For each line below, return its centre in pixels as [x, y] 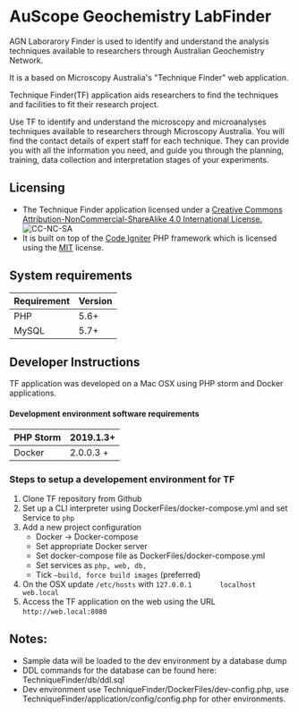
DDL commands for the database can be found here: [119, 670]
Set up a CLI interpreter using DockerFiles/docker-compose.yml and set [155, 508]
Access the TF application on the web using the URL [119, 601]
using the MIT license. [63, 247]
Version [95, 301]
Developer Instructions [75, 362]
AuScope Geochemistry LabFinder [140, 17]
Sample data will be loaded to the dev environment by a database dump [155, 660]
